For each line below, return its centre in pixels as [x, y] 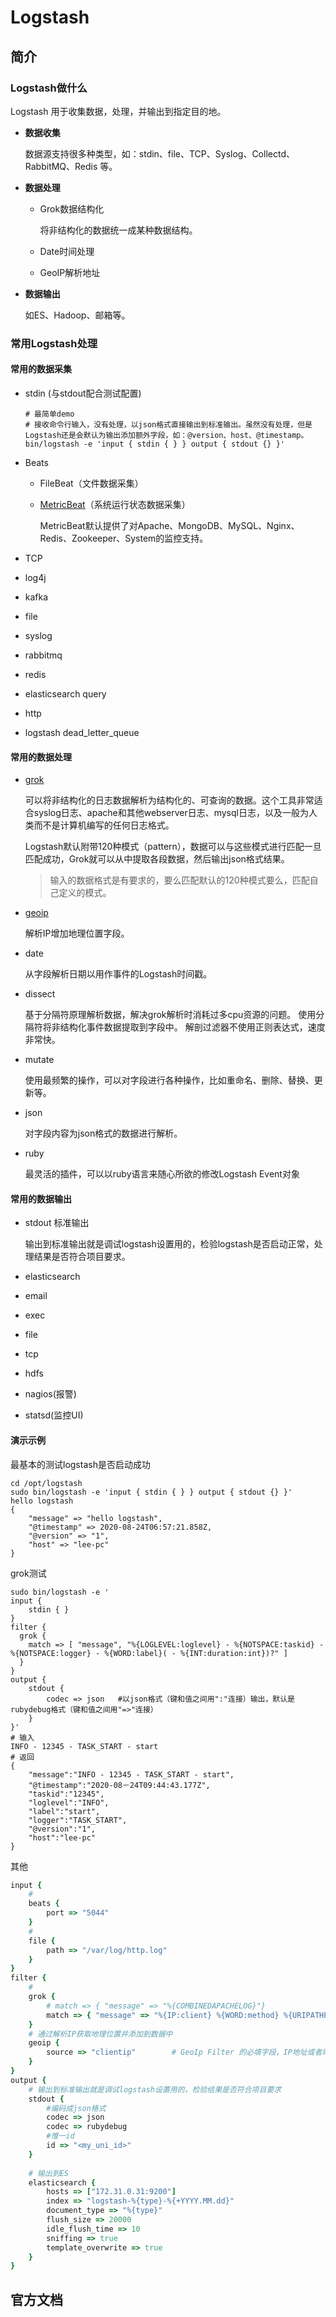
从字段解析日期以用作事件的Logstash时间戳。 [118, 974]
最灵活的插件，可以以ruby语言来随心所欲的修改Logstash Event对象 [162, 1174]
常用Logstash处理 [54, 343]
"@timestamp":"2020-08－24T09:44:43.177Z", [119, 1785]
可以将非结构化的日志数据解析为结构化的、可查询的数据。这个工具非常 [169, 800]
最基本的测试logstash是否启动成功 [80, 1464]
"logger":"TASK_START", [78, 1820]
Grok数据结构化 [72, 208]
